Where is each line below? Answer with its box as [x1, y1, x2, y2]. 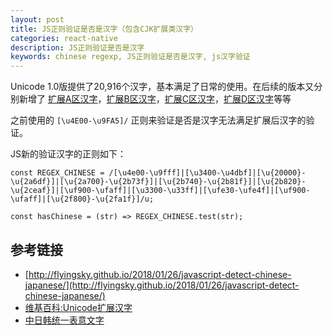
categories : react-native [10, 33, 118, 43]
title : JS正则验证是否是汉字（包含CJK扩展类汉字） [10, 24, 198, 34]
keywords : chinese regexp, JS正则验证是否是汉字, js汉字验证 [10, 52, 251, 62]
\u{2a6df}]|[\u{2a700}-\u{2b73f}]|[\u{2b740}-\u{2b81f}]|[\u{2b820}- [10, 177, 307, 187]
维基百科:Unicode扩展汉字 [24, 301, 133, 313]
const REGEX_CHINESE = [10, 168, 105, 178]
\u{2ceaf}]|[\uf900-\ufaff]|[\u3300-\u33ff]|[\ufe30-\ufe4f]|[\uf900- [10, 186, 311, 196]
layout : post [10, 14, 65, 25]
